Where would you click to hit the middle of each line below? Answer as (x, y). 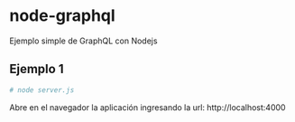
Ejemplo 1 (37, 69)
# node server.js (42, 90)
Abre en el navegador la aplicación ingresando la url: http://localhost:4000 (147, 107)
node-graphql (62, 16)
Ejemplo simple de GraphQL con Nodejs (83, 41)
